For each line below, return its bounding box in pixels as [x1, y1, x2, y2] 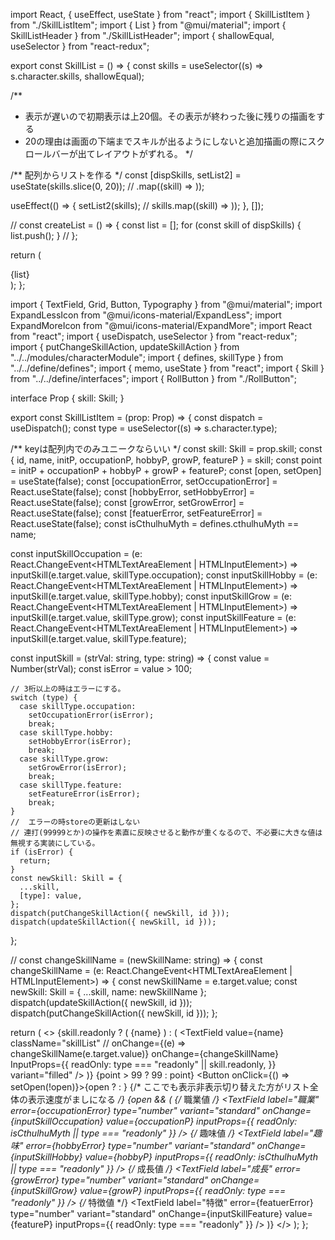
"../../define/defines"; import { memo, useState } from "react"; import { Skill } [10, 362, 325, 374]
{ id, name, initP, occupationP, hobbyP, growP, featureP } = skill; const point [10, 454, 323, 466]
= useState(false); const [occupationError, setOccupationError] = [10, 475, 278, 487]
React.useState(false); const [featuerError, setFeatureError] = [10, 507, 263, 519]
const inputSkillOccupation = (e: [10, 548, 143, 559]
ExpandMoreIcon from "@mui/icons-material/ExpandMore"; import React [10, 320, 312, 331]
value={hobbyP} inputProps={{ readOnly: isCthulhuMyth [84, 1151, 318, 1163]
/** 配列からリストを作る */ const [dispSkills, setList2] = [10, 169, 242, 181]
